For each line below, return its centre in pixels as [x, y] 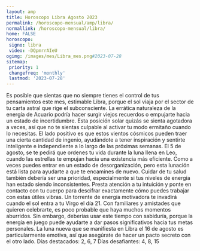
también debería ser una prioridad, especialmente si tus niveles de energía [98, 178]
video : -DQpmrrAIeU [33, 51]
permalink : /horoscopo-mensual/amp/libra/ [60, 23]
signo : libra [25, 45]
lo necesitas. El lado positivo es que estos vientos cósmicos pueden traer [97, 134]
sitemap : [17, 62]
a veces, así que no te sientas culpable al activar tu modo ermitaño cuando [99, 127]
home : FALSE [21, 34]
